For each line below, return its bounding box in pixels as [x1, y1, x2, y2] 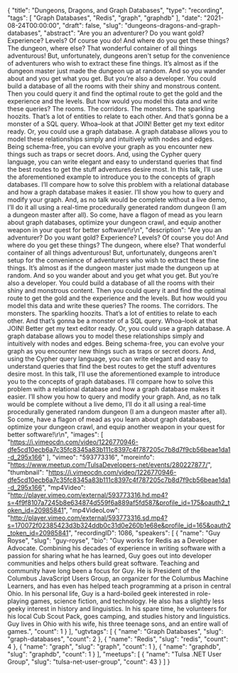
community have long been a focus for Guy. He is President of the [7, 567, 200, 575]
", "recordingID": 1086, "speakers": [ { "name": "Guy [68, 529, 221, 537]
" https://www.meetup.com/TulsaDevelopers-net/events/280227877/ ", [7, 461, 212, 469]
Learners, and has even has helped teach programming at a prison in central [7, 582, 232, 590]
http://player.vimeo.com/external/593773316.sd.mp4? [10, 513, 168, 522]
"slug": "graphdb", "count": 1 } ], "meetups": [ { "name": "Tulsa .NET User [7, 650, 222, 658]
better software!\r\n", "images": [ [7, 431, 104, 438]
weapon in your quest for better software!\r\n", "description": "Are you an [7, 226, 222, 234]
